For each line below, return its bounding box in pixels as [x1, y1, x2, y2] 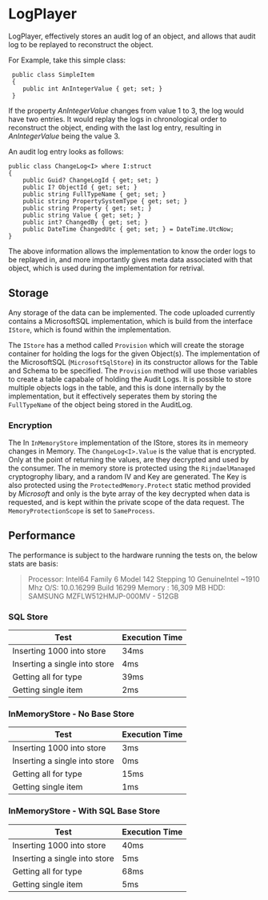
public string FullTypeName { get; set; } [22, 190, 166, 198]
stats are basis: [8, 558, 58, 568]
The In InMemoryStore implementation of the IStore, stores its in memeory [8, 438, 249, 448]
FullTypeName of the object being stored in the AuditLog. [8, 399, 194, 409]
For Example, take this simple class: [8, 55, 126, 65]
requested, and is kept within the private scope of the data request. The [8, 498, 246, 507]
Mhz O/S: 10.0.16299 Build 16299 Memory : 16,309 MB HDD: [27, 582, 226, 592]
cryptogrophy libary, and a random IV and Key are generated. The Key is [8, 472, 247, 482]
